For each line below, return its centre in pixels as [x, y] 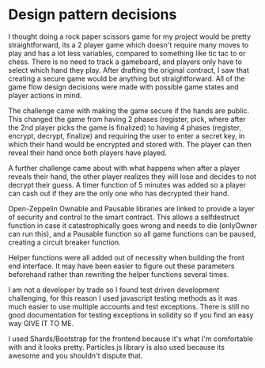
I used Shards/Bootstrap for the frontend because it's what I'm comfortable [131, 339]
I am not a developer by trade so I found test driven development [114, 290]
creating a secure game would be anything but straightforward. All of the [127, 78]
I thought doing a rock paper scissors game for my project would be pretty [130, 36]
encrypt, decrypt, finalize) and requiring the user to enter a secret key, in [127, 135]
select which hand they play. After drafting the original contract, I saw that [129, 70]
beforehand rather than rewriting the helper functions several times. [119, 274]
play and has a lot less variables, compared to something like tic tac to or [127, 53]
